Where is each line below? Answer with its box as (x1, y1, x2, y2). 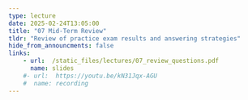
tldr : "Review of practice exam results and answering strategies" (8, 34, 242, 43)
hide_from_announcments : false (8, 42, 114, 50)
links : (8, 49, 31, 57)
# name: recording (23, 79, 89, 87)
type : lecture (8, 11, 57, 20)
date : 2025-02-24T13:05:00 (8, 19, 100, 27)
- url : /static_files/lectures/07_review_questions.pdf (23, 57, 220, 65)
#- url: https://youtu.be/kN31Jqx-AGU (23, 72, 158, 80)
